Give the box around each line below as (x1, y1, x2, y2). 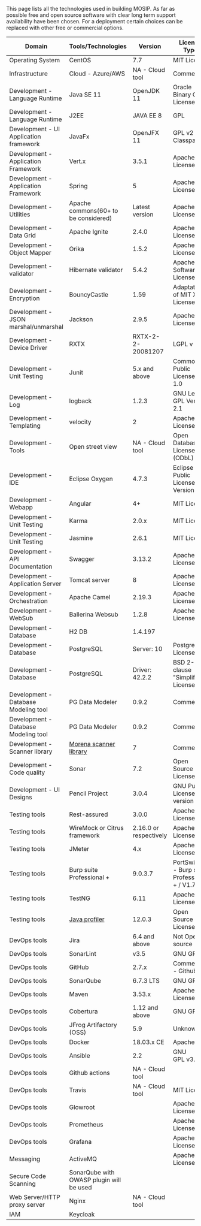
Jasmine (69, 534, 93, 542)
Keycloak (69, 1210, 95, 1218)
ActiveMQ (69, 1155, 98, 1163)
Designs (9, 793, 32, 801)
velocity (69, 418, 92, 426)
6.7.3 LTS (132, 977, 160, 985)
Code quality (9, 768, 45, 777)
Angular (69, 500, 92, 508)
